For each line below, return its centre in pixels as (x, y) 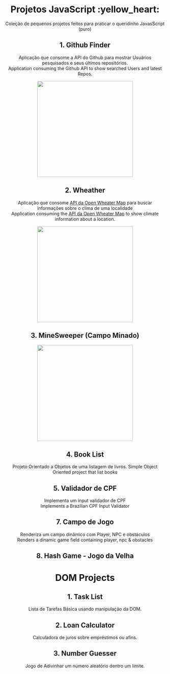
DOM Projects (85, 578)
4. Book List (85, 454)
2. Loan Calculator (85, 625)
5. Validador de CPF (85, 488)
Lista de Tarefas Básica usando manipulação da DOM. (85, 609)
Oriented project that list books (85, 472)
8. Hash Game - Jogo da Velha (85, 556)
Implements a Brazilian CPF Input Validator (85, 506)
